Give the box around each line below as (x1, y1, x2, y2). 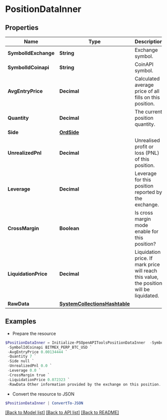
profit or (134, 143, 154, 150)
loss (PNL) (134, 150, 160, 156)
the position (134, 280, 163, 286)
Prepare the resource (12, 330, 56, 336)
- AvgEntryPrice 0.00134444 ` (7, 349, 68, 355)
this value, (134, 273, 159, 280)
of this (134, 156, 150, 163)
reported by (134, 189, 163, 196)
